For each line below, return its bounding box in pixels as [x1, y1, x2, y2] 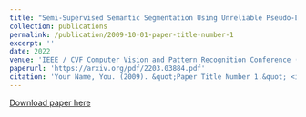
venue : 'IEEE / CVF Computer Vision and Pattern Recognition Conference [9, 55, 291, 64]
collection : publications [9, 22, 107, 31]
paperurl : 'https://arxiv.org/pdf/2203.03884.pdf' [9, 64, 206, 73]
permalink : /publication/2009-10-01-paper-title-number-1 [9, 30, 234, 39]
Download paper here [9, 97, 91, 108]
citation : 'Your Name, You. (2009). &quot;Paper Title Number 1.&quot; [9, 73, 287, 82]
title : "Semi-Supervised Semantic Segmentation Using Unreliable [9, 13, 262, 23]
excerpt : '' [9, 38, 55, 48]
